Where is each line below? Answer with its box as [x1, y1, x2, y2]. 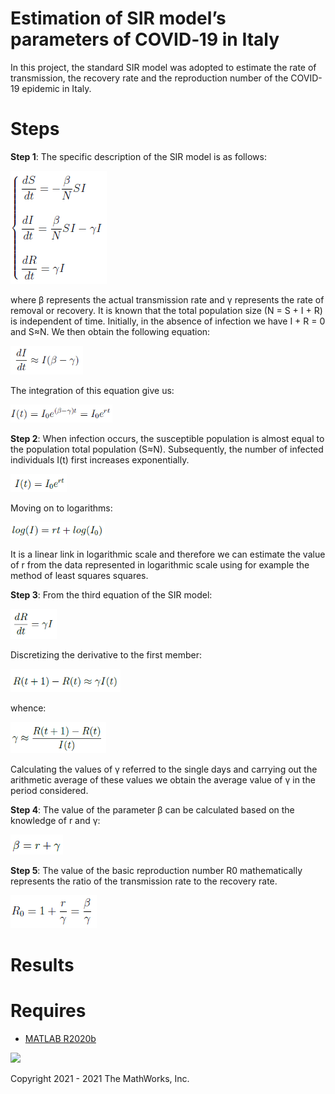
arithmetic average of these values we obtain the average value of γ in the [10, 773, 316, 786]
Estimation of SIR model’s [10, 7, 227, 30]
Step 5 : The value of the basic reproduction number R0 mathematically [10, 864, 303, 876]
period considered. [10, 784, 89, 796]
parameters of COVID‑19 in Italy [10, 28, 280, 51]
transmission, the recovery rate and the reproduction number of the [10, 72, 289, 84]
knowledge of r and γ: [10, 814, 101, 826]
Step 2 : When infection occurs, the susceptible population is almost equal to [10, 432, 325, 444]
